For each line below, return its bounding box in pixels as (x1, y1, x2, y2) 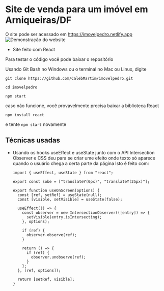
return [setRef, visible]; (17, 277, 75, 282)
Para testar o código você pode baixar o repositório (5, 56, 114, 62)
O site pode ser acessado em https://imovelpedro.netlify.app (5, 31, 132, 37)
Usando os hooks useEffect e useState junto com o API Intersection (12, 149, 155, 155)
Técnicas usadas (5, 136, 60, 145)
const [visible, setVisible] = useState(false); (17, 197, 123, 202)
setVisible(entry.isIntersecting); (26, 214, 102, 219)
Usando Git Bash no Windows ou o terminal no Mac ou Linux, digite (5, 66, 147, 72)
